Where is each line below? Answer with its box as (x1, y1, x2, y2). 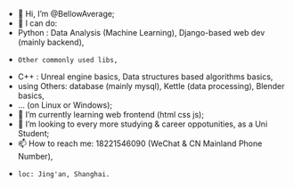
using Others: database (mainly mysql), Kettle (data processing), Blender (17, 81, 285, 91)
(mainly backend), (17, 37, 85, 47)
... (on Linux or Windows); (17, 100, 113, 110)
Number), (17, 151, 53, 161)
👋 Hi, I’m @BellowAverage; (17, 9, 115, 19)
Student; (17, 128, 50, 138)
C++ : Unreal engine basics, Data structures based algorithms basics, (17, 71, 274, 82)
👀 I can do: (17, 18, 58, 29)
